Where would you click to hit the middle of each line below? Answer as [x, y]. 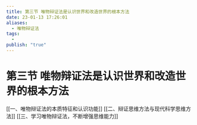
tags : [13, 34]
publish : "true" [26, 45]
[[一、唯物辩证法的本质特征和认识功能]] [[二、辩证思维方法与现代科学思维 [96, 108]
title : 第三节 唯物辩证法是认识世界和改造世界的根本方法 [68, 12]
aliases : [17, 23]
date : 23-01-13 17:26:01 [37, 17]
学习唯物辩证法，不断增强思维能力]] [74, 116]
